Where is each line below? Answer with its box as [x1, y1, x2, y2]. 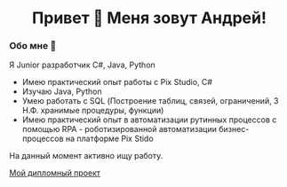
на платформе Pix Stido [65, 133, 154, 144]
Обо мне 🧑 [9, 40, 57, 52]
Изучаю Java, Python [21, 86, 102, 97]
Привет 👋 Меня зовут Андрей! [32, 8, 267, 28]
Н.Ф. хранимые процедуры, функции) [21, 105, 164, 116]
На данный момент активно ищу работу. [9, 151, 163, 161]
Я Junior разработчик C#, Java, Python [9, 59, 155, 70]
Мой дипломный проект [9, 168, 100, 178]
